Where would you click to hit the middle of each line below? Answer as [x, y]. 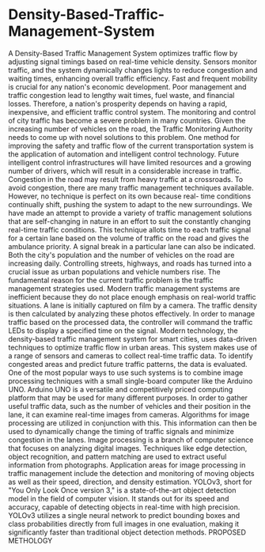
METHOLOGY [30, 540]
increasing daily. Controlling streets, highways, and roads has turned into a [130, 263]
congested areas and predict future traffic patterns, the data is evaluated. [128, 364]
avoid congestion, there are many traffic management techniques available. [131, 187]
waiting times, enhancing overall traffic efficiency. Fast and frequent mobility [133, 78]
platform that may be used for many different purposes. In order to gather [128, 398]
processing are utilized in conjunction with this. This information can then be [132, 423]
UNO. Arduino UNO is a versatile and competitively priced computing [121, 389]
